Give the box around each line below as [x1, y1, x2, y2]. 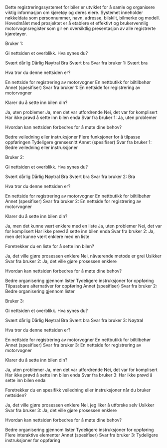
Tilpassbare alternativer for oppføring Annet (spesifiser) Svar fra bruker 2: [5, 283, 158, 289]
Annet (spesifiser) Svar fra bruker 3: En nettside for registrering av [5, 342, 142, 348]
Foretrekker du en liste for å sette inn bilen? [5, 243, 95, 249]
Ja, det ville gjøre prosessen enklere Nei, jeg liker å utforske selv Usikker [5, 402, 155, 408]
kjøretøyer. [5, 31, 27, 36]
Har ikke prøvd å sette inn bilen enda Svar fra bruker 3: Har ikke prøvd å [5, 372, 153, 378]
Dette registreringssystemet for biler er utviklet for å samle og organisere [5, 4, 155, 10]
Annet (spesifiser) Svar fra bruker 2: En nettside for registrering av [5, 198, 142, 204]
